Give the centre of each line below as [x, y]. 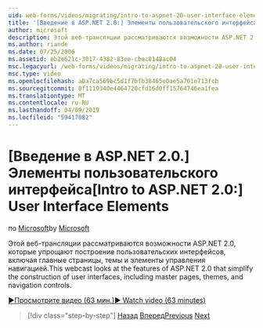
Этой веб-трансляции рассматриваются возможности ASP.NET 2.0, [122, 243]
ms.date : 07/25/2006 [42, 52]
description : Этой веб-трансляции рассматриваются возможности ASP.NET [127, 37]
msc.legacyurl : [33, 67]
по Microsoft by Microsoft [49, 228]
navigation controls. [40, 285]
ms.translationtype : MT [47, 96]
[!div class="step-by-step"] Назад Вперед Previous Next [118, 315]
